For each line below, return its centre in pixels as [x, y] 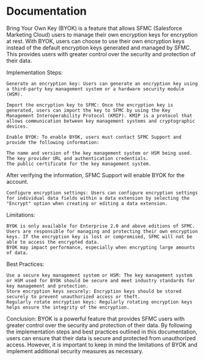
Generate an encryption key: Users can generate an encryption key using [102, 84]
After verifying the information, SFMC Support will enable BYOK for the [96, 175]
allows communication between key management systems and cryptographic [101, 121]
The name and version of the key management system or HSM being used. [99, 153]
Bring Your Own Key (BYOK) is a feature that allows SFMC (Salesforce [94, 28]
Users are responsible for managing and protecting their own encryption [102, 231]
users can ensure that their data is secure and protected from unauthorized [101, 338]
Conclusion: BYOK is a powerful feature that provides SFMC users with [96, 318]
